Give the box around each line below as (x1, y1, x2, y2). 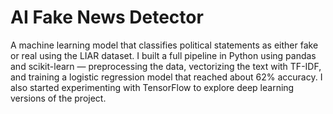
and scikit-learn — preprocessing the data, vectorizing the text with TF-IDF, (10, 60, 322, 72)
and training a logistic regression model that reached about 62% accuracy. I (10, 71, 323, 83)
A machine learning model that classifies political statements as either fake (10, 39, 319, 51)
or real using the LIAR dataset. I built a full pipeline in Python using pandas (10, 49, 317, 61)
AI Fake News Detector (10, 6, 204, 29)
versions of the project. (10, 92, 107, 104)
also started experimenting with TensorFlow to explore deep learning (10, 81, 295, 93)
